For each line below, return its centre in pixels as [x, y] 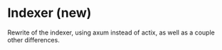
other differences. [34, 39]
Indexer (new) [49, 13]
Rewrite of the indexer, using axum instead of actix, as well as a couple [111, 32]
